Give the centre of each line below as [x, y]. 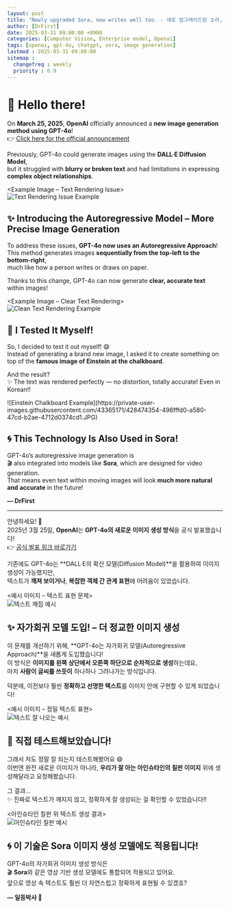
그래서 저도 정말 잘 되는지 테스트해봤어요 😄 [65, 759]
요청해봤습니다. [57, 776]
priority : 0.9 [35, 71]
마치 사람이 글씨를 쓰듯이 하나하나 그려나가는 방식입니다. [82, 671]
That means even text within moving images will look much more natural [110, 480]
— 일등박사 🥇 [25, 898]
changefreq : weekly [42, 64]
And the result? [28, 375]
